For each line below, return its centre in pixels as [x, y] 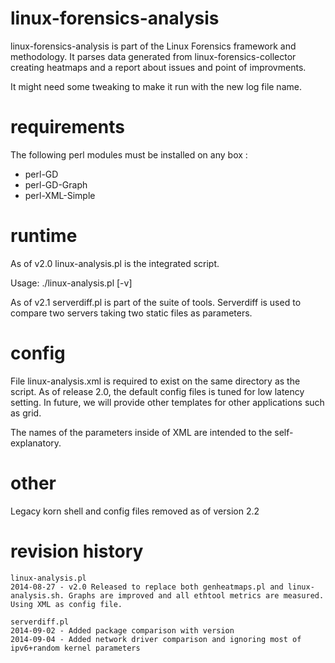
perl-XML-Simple [60, 195]
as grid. [26, 413]
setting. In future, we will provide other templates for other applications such [167, 402]
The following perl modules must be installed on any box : [129, 154]
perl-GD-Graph [56, 184]
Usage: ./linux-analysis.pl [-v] [71, 283]
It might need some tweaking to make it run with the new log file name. [156, 86]
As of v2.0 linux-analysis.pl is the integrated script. [115, 263]
